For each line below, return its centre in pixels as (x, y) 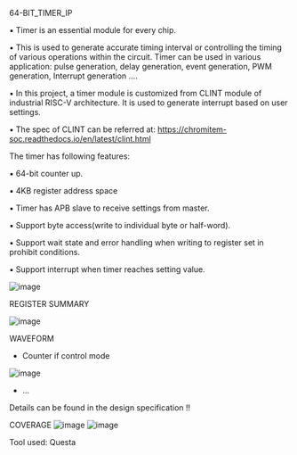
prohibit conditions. (44, 252)
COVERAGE (30, 425)
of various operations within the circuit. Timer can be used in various (135, 57)
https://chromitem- (192, 129)
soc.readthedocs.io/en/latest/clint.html (80, 139)
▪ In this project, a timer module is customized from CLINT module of (136, 93)
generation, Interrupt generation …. (73, 76)
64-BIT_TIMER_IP (41, 13)
